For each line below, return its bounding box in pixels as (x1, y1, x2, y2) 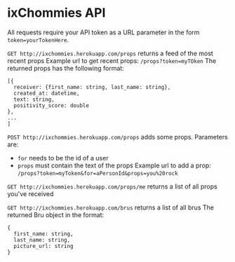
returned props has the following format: (7, 64, 124, 72)
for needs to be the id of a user (17, 153, 109, 162)
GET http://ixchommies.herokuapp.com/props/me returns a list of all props (7, 182, 217, 191)
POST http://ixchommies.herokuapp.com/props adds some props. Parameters (7, 132, 228, 141)
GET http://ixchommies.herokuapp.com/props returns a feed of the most (7, 49, 214, 57)
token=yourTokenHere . (7, 35, 69, 43)
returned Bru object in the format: (7, 210, 105, 219)
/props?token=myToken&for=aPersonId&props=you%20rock (17, 170, 178, 177)
